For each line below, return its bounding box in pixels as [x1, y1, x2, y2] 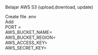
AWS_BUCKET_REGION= [5, 34, 56, 40]
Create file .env [5, 14, 37, 19]
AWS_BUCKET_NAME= [5, 29, 52, 35]
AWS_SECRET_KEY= [5, 45, 47, 51]
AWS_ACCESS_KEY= [5, 40, 48, 46]
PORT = [5, 24, 21, 30]
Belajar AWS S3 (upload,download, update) [5, 4, 94, 10]
